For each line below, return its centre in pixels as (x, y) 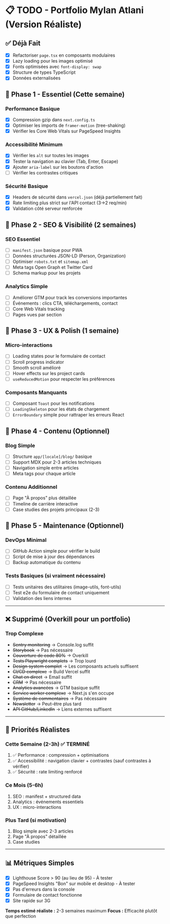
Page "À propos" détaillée (39, 837)
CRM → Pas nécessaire (37, 682)
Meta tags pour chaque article (44, 474)
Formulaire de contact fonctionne (47, 895)
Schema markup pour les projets (47, 273)
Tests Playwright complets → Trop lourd (54, 661)
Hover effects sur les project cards (49, 373)
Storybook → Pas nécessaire (43, 650)
